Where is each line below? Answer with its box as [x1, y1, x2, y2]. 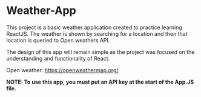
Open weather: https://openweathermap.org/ [6, 66, 119, 73]
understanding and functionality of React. [6, 55, 110, 62]
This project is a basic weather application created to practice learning [6, 24, 183, 31]
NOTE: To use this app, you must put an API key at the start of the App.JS [6, 78, 194, 85]
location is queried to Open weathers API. [6, 36, 110, 44]
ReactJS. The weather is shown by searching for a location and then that [6, 30, 188, 37]
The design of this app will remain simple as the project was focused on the [6, 48, 195, 55]
